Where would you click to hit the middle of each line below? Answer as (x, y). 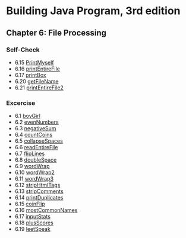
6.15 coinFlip (30, 204)
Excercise (21, 103)
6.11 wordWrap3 (34, 179)
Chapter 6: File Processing (56, 33)
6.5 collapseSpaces (39, 141)
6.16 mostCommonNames (46, 210)
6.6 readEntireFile (36, 147)
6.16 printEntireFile (37, 69)
